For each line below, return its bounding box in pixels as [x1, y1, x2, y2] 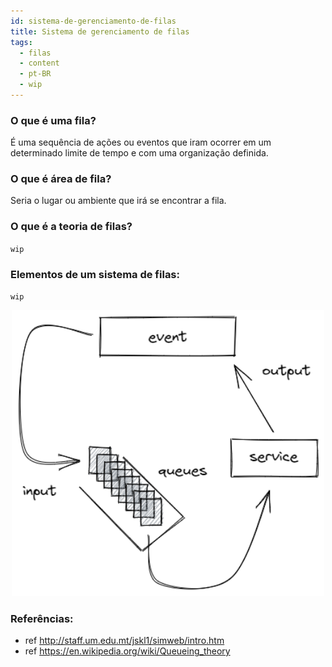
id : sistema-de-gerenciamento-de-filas [10, 16, 177, 26]
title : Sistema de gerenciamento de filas [10, 26, 190, 37]
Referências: [10, 611, 74, 625]
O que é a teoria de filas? [10, 220, 133, 234]
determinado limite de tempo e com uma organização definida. [10, 147, 269, 159]
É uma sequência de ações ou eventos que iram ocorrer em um [10, 136, 272, 149]
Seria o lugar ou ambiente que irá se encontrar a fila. [10, 195, 227, 207]
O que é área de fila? [10, 172, 112, 186]
